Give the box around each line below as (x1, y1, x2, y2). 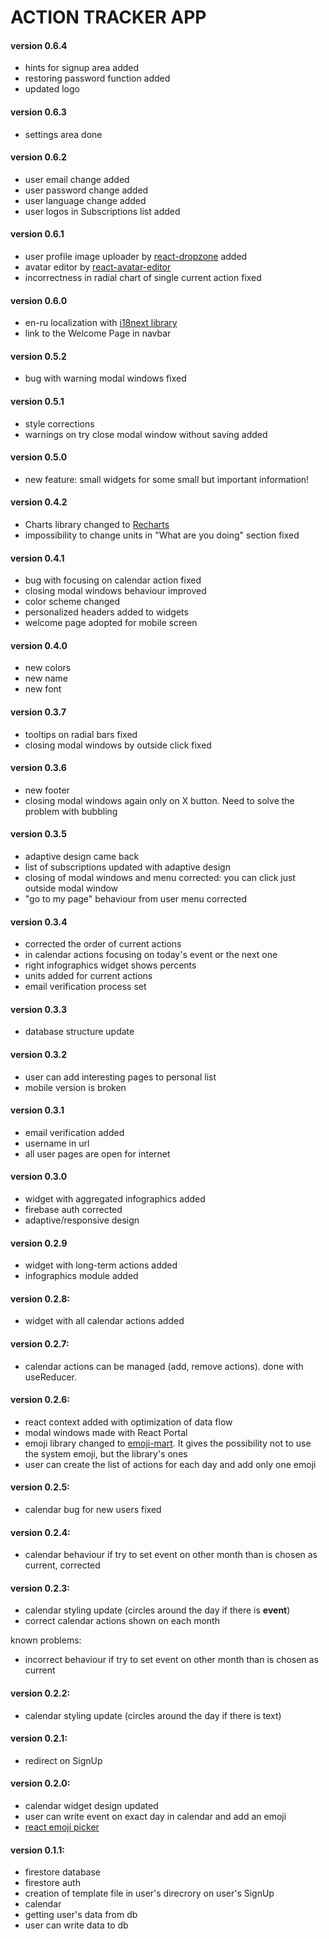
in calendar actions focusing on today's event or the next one (24, 949, 278, 961)
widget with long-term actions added (24, 1259, 178, 1271)
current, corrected (24, 1559, 101, 1571)
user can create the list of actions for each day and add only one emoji (24, 1458, 317, 1470)
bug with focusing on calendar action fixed (24, 574, 202, 586)
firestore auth (24, 1877, 81, 1889)
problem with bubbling (24, 805, 118, 817)
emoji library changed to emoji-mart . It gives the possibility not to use (24, 1437, 312, 1449)
